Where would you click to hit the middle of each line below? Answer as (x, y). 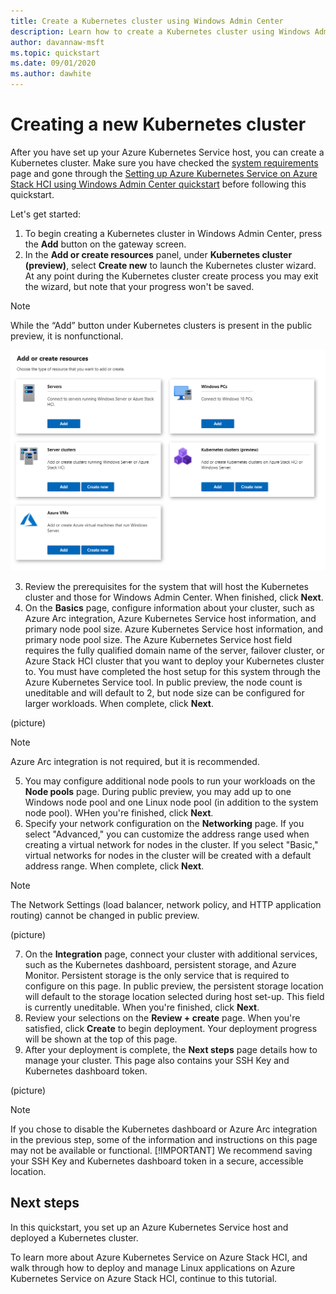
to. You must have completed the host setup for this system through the (172, 671)
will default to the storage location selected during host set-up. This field (174, 996)
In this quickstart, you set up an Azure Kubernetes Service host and (149, 1227)
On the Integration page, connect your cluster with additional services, (171, 954)
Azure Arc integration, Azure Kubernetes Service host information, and (170, 618)
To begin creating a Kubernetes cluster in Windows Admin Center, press (173, 233)
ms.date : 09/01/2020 (53, 63)
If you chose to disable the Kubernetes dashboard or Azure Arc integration (164, 1129)
